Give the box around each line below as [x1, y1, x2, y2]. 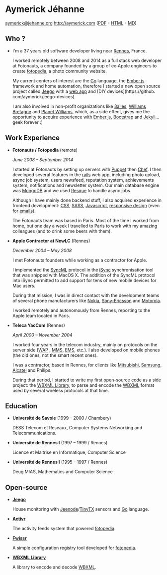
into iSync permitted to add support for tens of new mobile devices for [12, 277, 157, 283]
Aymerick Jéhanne [5, 3, 84, 15]
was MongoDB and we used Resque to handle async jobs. [12, 187, 132, 193]
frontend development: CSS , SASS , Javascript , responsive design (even [12, 202, 160, 208]
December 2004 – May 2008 [12, 247, 72, 253]
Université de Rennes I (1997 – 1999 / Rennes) [12, 440, 108, 446]
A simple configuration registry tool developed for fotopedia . [12, 545, 137, 551]
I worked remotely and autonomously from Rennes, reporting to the [12, 307, 151, 313]
